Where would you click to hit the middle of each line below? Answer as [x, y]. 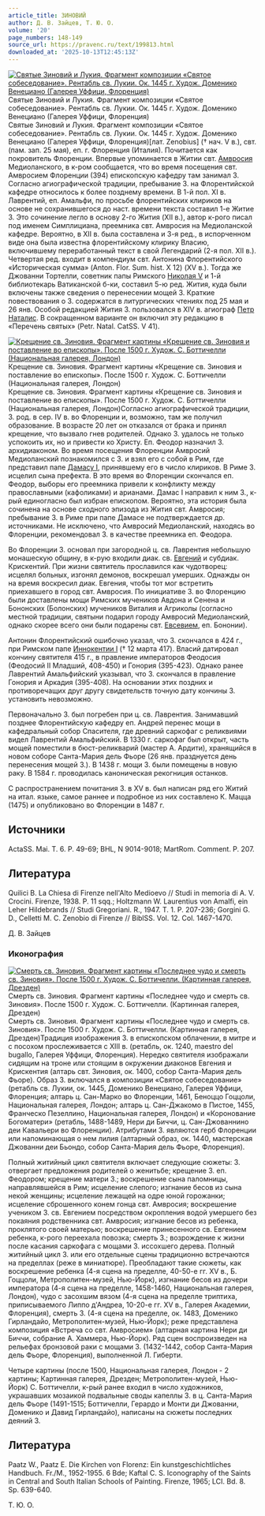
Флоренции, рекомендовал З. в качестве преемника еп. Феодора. [120, 534]
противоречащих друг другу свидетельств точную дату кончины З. [122, 691]
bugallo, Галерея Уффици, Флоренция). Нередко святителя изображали [128, 1054]
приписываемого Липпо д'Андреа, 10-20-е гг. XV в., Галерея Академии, [129, 1305]
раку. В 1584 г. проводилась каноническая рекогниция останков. [118, 773]
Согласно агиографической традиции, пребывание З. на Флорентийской [131, 183]
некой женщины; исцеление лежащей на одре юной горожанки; [117, 1196]
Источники [37, 830]
